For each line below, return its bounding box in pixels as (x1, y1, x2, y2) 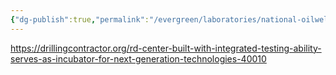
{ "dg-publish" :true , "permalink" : (10, 14, 150, 25)
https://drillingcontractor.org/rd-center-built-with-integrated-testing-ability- (10, 42, 322, 54)
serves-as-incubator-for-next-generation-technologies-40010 (10, 52, 267, 65)
